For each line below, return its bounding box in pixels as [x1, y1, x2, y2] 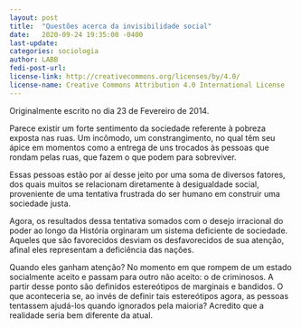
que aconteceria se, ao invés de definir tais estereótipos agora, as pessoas [9, 290, 289, 301]
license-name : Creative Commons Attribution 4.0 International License [9, 80, 285, 89]
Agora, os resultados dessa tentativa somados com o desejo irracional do [9, 215, 284, 226]
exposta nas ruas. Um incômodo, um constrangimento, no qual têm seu [9, 132, 276, 143]
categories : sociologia [9, 47, 99, 56]
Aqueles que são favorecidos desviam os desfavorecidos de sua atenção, [9, 234, 285, 245]
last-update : [9, 38, 59, 48]
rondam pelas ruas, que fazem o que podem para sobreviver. [9, 151, 237, 163]
